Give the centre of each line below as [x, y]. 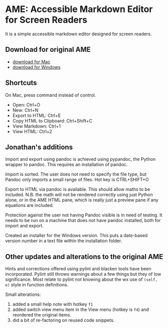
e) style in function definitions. [37, 285]
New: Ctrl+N [25, 110]
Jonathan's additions [39, 147]
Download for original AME [48, 49]
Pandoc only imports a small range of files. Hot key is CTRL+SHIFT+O [77, 180]
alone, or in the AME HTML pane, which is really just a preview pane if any [82, 200]
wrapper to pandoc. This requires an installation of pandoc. [66, 165]
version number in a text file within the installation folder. [64, 241]
